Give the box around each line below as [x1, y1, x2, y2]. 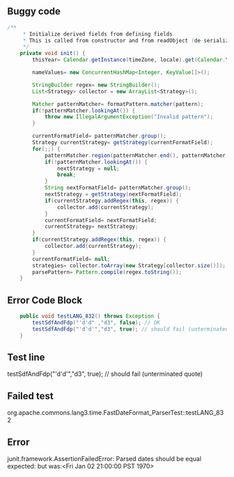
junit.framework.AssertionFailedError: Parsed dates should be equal [7, 455, 202, 463]
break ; [56, 171, 77, 178]
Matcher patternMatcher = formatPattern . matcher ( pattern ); [32, 100, 204, 107]
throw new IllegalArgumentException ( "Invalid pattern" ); [44, 114, 214, 120]
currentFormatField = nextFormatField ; [44, 217, 157, 224]
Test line [7, 352, 45, 363]
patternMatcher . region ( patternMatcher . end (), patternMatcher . [44, 152, 229, 159]
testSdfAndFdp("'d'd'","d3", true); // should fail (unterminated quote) [7, 370, 203, 378]
